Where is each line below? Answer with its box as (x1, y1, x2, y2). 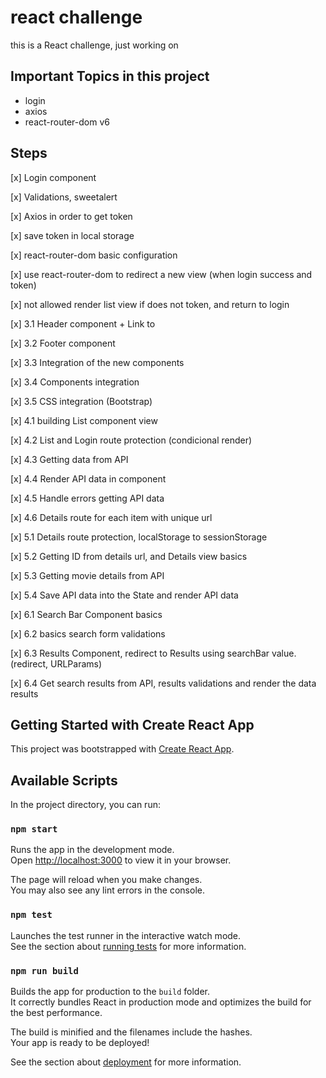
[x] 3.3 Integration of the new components (10, 356, 185, 368)
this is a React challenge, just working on (10, 39, 179, 51)
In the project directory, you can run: (10, 799, 161, 811)
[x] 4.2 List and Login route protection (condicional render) (10, 434, 253, 446)
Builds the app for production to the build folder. (10, 986, 211, 998)
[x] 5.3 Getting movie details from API (10, 569, 165, 581)
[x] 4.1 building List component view (10, 414, 158, 426)
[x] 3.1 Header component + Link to (10, 317, 156, 330)
